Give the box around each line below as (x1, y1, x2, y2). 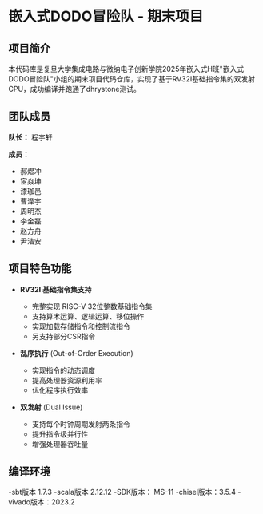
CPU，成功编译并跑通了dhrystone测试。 (8, 85, 141, 93)
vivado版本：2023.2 (8, 497, 75, 507)
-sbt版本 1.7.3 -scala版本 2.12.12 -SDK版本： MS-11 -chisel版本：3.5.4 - (8, 488, 241, 497)
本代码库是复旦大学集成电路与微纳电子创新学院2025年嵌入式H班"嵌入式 (8, 65, 245, 73)
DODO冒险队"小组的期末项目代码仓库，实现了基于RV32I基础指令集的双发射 (8, 74, 256, 84)
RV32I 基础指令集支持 (19, 284, 92, 294)
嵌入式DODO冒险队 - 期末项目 (8, 7, 204, 26)
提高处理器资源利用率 (31, 375, 102, 385)
